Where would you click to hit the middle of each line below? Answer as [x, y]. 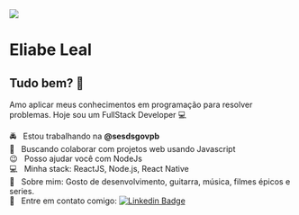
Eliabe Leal [51, 50]
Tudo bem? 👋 [47, 83]
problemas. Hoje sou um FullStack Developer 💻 [98, 115]
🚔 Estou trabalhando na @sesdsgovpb [85, 136]
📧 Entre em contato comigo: [63, 201]
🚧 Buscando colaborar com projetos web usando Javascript [122, 149]
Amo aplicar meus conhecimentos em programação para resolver [131, 104]
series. [22, 191]
